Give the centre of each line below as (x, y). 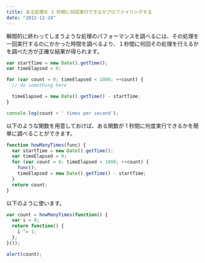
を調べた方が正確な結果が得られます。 (54, 51)
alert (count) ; (24, 254)
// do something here (39, 86)
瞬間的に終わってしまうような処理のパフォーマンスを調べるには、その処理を (103, 36)
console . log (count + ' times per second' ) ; (63, 113)
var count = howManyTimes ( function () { (57, 215)
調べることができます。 (46, 133)
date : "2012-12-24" (31, 18)
